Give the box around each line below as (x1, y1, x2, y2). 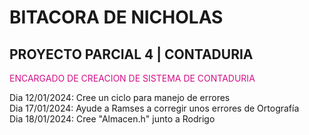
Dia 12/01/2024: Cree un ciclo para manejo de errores (9, 92, 231, 103)
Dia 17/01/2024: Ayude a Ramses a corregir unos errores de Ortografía (9, 102, 300, 114)
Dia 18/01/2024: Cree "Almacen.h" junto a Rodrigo (9, 113, 216, 125)
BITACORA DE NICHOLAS (9, 6, 224, 29)
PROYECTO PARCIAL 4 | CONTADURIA (9, 46, 254, 63)
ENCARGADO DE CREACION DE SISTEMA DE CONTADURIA (9, 72, 256, 84)
